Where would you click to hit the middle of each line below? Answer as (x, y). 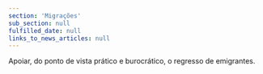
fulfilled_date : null (45, 31)
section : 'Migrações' (45, 16)
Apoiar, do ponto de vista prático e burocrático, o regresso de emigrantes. (132, 61)
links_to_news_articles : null (59, 38)
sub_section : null (39, 23)
